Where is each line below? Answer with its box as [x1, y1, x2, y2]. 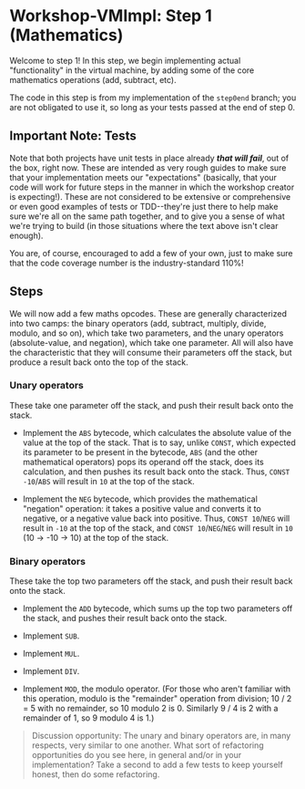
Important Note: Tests [9, 129, 137, 144]
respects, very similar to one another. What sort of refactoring [31, 740, 264, 751]
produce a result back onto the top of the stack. [9, 357, 188, 368]
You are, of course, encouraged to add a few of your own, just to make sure [9, 247, 293, 258]
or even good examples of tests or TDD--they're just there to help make [9, 201, 279, 212]
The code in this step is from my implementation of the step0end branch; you [9, 92, 297, 103]
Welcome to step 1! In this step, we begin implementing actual [9, 55, 241, 66]
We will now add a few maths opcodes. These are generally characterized [9, 307, 288, 319]
